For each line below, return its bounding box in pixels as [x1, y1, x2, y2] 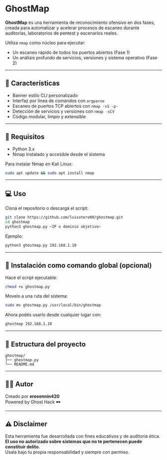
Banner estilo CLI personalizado [12, 92, 78, 98]
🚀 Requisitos [5, 133, 45, 141]
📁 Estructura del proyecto [5, 340, 86, 348]
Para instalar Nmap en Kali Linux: [5, 160, 73, 167]
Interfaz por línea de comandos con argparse [12, 98, 105, 104]
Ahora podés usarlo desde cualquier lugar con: [5, 312, 102, 318]
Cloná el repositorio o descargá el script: [5, 205, 88, 211]
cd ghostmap [5, 220, 30, 225]
